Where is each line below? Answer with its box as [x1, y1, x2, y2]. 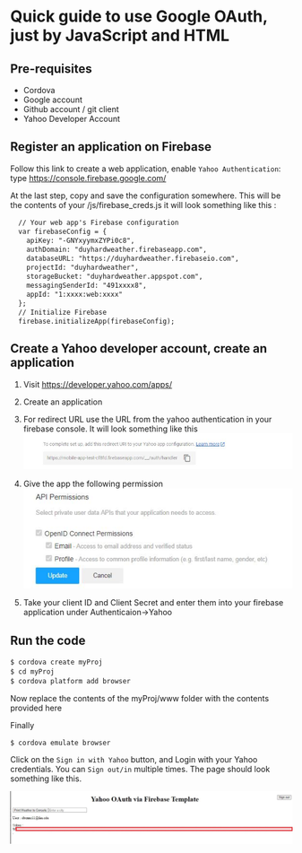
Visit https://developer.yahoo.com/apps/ [22, 379, 173, 389]
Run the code [10, 632, 86, 648]
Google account [22, 94, 83, 105]
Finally [10, 719, 35, 730]
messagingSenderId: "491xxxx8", [26, 281, 147, 290]
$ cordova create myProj [10, 657, 103, 666]
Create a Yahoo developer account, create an [10, 341, 268, 356]
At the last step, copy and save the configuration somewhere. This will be [10, 190, 281, 201]
